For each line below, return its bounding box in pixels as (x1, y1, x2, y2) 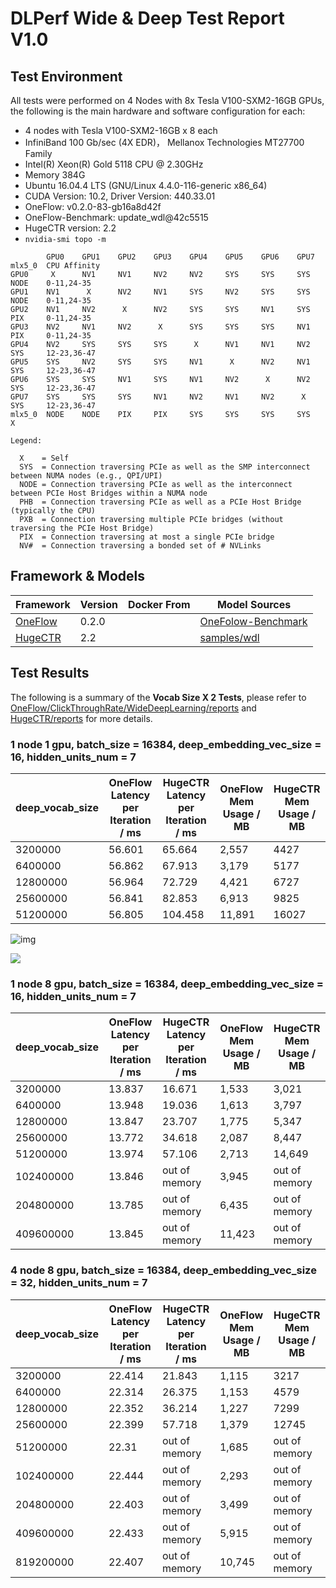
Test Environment (10, 68, 123, 85)
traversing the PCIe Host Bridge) (10, 523, 155, 533)
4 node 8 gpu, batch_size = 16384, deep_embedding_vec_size (10, 1263, 317, 1277)
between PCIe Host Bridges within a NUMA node (10, 488, 208, 498)
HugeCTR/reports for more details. (10, 712, 153, 724)
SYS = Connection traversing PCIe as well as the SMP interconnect (19, 462, 311, 472)
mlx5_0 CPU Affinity (10, 261, 101, 271)
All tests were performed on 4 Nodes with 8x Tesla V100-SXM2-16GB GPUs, (10, 95, 325, 106)
